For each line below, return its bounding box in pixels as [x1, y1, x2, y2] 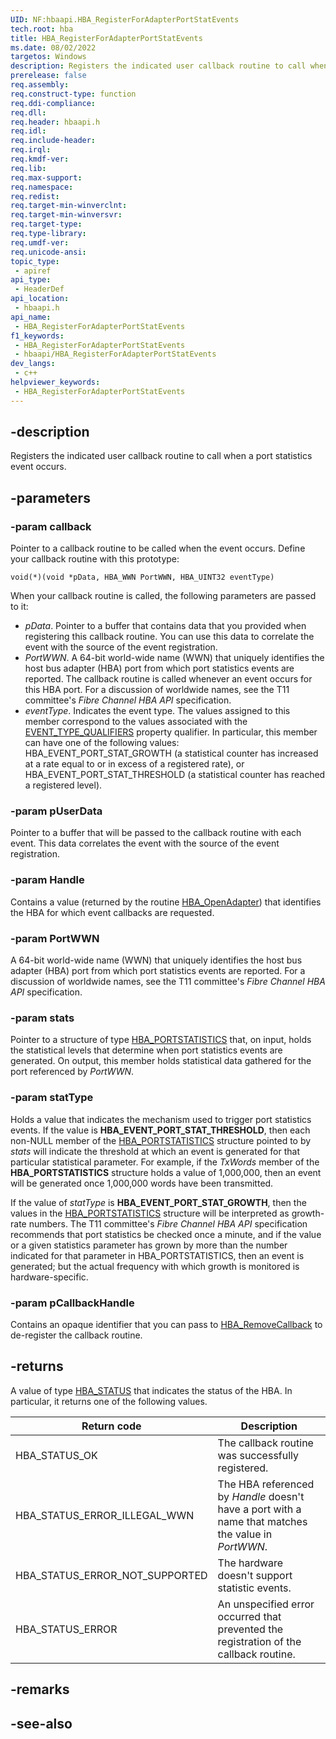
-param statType [10, 1091, 94, 1105]
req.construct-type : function [10, 89, 137, 99]
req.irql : [10, 145, 52, 155]
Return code [81, 1419, 142, 1433]
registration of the [217, 1634, 302, 1648]
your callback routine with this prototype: [10, 553, 180, 565]
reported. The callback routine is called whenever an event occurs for [24, 673, 313, 685]
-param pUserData [10, 804, 103, 818]
